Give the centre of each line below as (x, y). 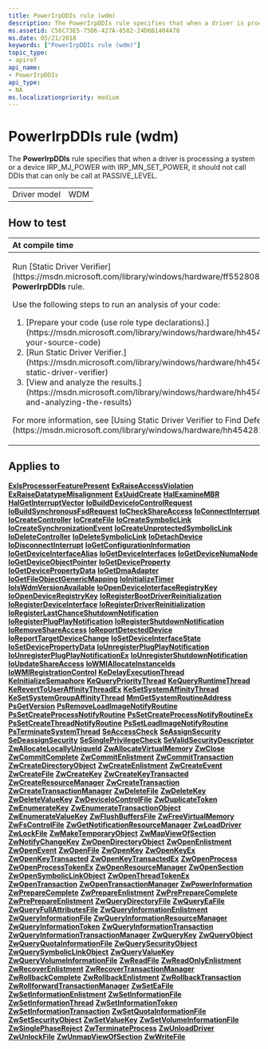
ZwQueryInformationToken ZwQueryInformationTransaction (111, 926)
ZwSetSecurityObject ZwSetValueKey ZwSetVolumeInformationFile (124, 1019)
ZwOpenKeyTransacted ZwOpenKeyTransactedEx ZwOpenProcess (123, 858)
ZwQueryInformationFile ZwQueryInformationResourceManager (118, 917)
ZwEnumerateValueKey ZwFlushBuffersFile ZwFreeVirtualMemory (122, 816)
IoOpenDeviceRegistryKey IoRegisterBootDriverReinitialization (115, 596)
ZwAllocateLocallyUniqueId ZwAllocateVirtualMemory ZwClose (117, 748)
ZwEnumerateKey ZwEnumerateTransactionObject (95, 807)
